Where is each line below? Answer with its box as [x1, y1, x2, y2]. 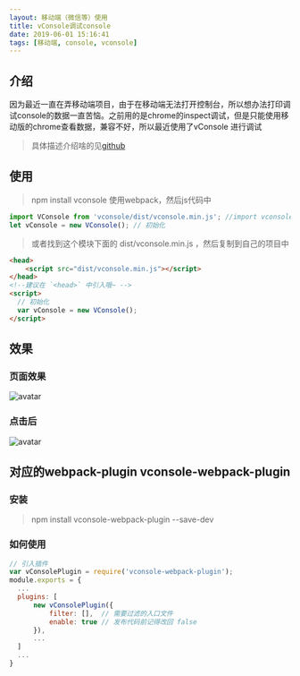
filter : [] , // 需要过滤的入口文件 [48, 609, 174, 618]
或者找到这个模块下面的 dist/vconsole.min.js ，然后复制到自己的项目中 [30, 238, 290, 249]
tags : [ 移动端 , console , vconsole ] [9, 38, 138, 47]
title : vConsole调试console [9, 21, 112, 30]
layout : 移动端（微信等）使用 [9, 13, 109, 22]
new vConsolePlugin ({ [32, 601, 114, 610]
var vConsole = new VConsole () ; [17, 305, 138, 314]
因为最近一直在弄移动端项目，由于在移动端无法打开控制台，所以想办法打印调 [9, 99, 291, 110]
